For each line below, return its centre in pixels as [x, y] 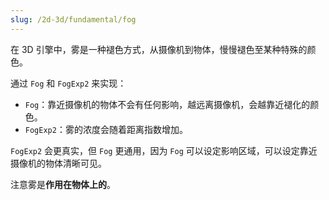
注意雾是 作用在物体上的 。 [63, 184]
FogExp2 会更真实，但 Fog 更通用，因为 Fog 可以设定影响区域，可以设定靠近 [164, 150]
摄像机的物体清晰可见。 [58, 163]
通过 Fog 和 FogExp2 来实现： [68, 83]
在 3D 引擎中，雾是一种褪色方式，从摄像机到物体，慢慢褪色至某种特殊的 [159, 49]
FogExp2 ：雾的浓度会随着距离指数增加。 [106, 129]
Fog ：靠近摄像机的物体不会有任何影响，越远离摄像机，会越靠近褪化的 [167, 104]
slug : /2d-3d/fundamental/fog [73, 19]
